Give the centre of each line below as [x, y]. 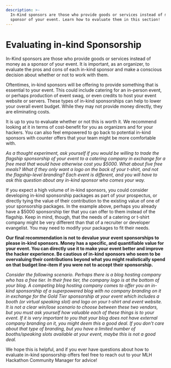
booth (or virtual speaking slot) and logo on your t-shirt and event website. [84, 302]
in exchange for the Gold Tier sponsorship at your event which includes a [82, 296]
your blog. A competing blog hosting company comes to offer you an [78, 286]
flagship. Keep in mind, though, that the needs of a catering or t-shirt [78, 217]
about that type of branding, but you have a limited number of [71, 329]
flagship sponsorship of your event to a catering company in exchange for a [86, 159]
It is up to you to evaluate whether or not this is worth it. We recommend [81, 122]
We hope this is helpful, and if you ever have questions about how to [77, 350]
